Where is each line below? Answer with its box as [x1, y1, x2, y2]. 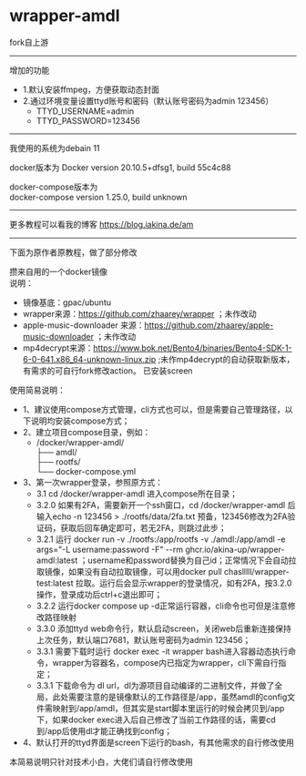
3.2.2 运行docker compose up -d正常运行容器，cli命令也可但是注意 [36, 600, 289, 611]
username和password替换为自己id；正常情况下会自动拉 [87, 555, 297, 566]
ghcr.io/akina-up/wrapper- [185, 544, 285, 555]
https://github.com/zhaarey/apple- [144, 320, 274, 331]
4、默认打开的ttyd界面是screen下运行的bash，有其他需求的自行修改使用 [22, 737, 294, 748]
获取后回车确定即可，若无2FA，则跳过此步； [60, 522, 227, 533]
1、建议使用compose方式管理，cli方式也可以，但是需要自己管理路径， [22, 403, 285, 414]
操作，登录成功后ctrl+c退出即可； [36, 588, 163, 599]
